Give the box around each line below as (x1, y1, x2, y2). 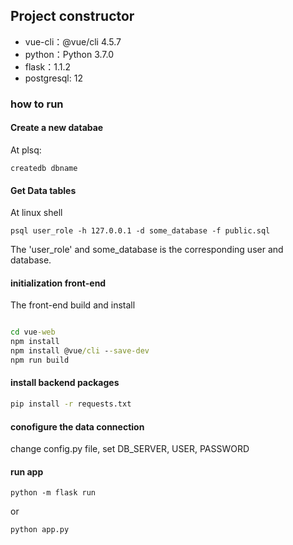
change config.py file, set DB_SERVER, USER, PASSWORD (10, 443, 250, 455)
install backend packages (10, 377, 120, 389)
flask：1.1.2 (24, 60, 72, 73)
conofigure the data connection (10, 420, 145, 433)
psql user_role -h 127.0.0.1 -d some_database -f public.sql (10, 226, 271, 236)
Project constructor (10, 8, 135, 25)
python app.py (10, 525, 70, 535)
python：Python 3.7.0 (24, 48, 115, 60)
